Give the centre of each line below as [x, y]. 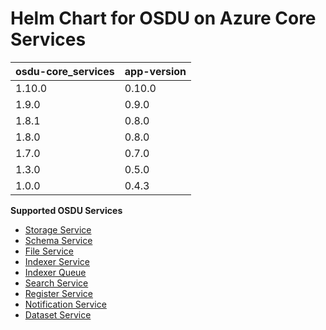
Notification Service [65, 304]
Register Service [58, 293]
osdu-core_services [65, 71]
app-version [155, 71]
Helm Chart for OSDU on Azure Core [163, 18]
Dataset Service [58, 314]
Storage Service [58, 229]
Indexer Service [57, 261]
